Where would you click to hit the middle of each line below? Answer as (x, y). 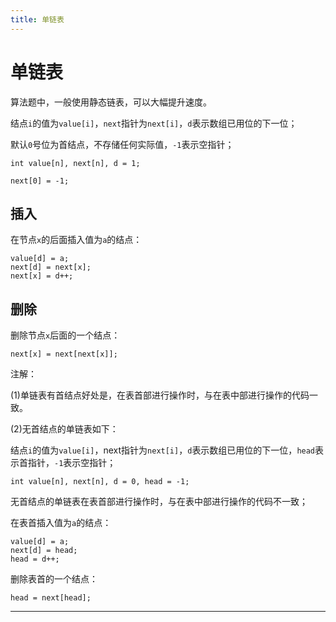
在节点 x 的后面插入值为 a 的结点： (76, 240)
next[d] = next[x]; (51, 267)
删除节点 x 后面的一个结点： (65, 335)
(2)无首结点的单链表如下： (64, 429)
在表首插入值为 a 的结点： (61, 523)
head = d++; (35, 559)
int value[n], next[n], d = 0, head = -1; (100, 482)
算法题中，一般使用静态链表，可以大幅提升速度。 (111, 102)
